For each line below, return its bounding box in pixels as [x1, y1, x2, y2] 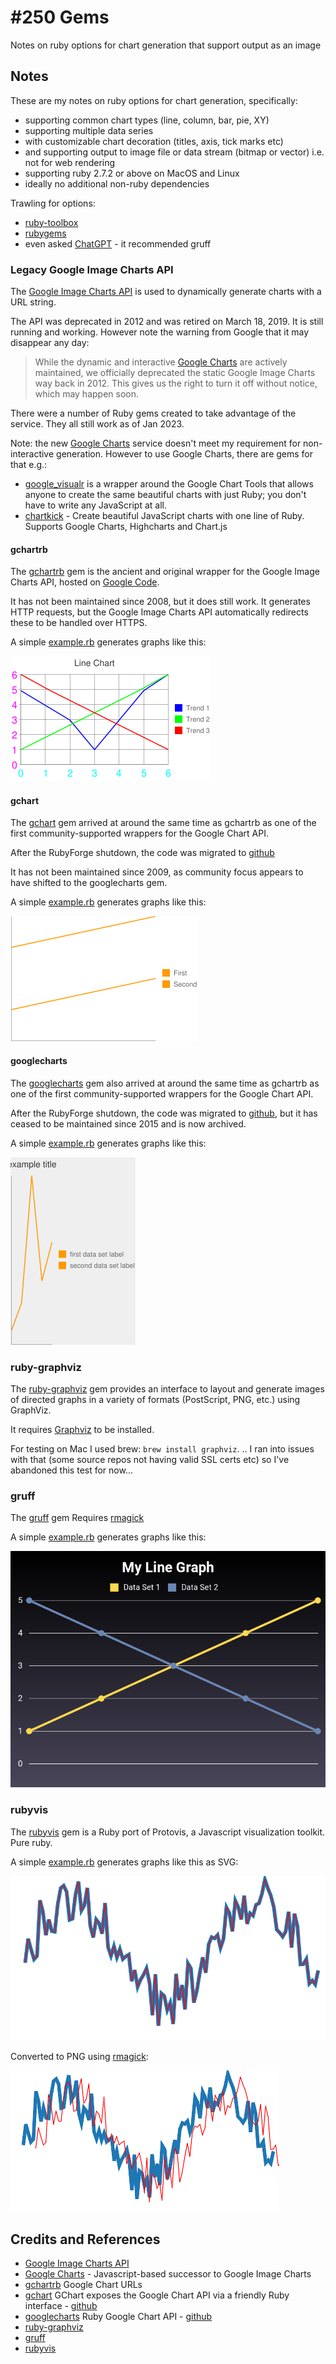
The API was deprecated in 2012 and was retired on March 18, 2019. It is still [10, 316, 324, 328]
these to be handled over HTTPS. [10, 617, 148, 629]
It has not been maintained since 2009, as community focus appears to [10, 866, 304, 878]
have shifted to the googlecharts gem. [10, 877, 168, 889]
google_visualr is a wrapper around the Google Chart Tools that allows [24, 478, 314, 490]
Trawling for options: [10, 197, 96, 209]
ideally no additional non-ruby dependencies [24, 177, 210, 190]
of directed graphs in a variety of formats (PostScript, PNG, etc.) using [10, 1393, 301, 1405]
